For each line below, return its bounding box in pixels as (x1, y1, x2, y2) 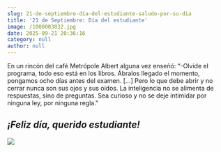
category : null (7, 36, 52, 43)
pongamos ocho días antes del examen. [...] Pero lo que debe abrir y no (7, 77, 213, 84)
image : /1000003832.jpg (7, 23, 77, 30)
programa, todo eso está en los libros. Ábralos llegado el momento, (7, 69, 200, 77)
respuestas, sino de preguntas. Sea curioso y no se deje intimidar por (7, 91, 207, 100)
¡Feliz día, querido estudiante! (7, 119, 141, 131)
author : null (7, 43, 45, 50)
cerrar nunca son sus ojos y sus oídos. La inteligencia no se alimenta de (7, 84, 214, 92)
